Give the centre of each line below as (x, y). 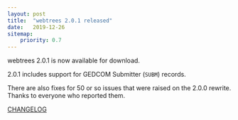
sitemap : (20, 34)
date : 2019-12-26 (36, 27)
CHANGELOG (27, 109)
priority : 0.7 (41, 40)
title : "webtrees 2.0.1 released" (60, 21)
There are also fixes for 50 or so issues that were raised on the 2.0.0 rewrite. (119, 88)
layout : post (27, 14)
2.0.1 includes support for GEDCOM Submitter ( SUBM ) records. (97, 75)
